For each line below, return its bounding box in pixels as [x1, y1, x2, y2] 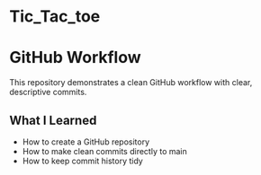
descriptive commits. [9, 87, 87, 98]
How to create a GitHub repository [22, 136, 150, 147]
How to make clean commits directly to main [22, 145, 187, 156]
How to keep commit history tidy [22, 155, 144, 166]
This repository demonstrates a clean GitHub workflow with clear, [9, 77, 253, 88]
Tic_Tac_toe [9, 6, 101, 27]
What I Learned [9, 112, 97, 127]
